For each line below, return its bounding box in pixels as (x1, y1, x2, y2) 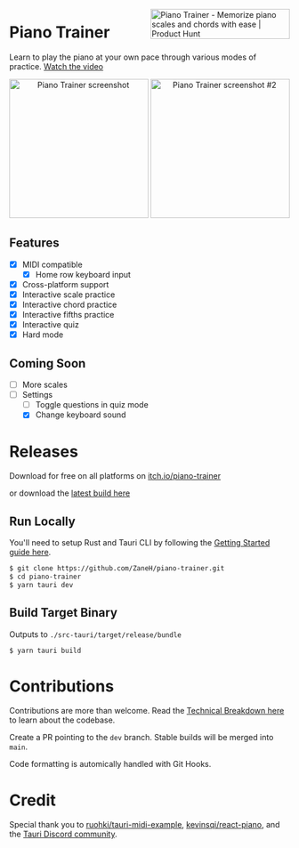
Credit (9, 790, 56, 810)
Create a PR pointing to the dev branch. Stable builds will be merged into (9, 732, 274, 743)
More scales (21, 379, 69, 391)
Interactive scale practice (21, 289, 116, 300)
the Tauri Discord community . (9, 828, 117, 840)
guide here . (9, 547, 52, 558)
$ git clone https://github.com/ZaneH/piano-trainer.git (9, 564, 225, 573)
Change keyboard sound (35, 409, 126, 420)
